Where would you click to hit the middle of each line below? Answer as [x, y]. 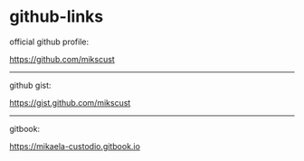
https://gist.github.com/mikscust [70, 102]
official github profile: [49, 42]
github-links [57, 17]
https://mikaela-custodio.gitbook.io [75, 146]
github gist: [30, 85]
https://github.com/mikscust [62, 59]
